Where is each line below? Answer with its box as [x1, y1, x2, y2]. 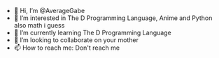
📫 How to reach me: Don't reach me [13, 43, 120, 52]
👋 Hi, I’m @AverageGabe [13, 7, 85, 14]
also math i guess [13, 21, 65, 29]
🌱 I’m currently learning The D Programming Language [13, 28, 171, 37]
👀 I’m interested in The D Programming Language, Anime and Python [13, 14, 213, 22]
